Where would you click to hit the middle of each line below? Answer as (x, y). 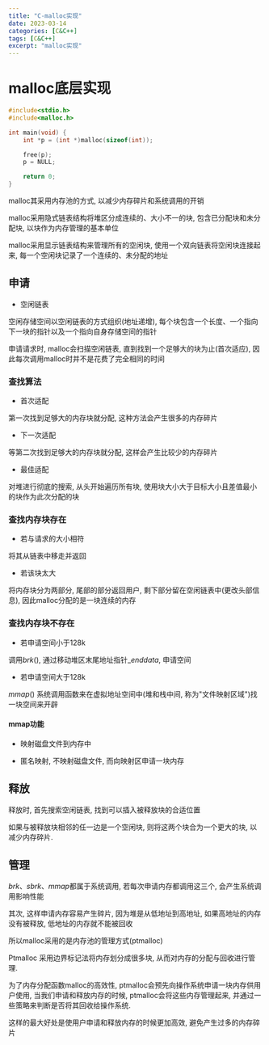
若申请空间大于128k (53, 676)
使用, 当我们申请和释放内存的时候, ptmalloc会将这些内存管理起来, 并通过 (134, 995)
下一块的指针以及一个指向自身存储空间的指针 (83, 331)
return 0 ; (40, 177)
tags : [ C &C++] (32, 38)
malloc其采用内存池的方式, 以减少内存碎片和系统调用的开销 (106, 201)
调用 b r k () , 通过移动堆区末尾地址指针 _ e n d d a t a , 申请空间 (100, 659)
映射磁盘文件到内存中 (55, 744)
